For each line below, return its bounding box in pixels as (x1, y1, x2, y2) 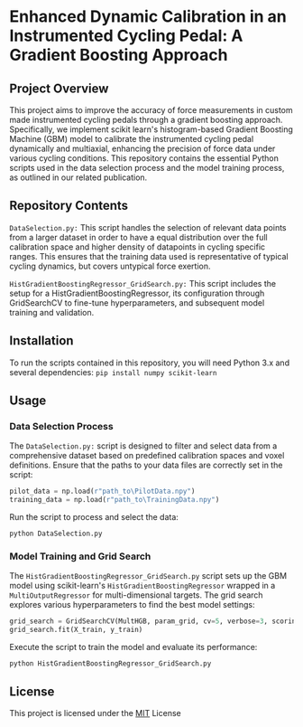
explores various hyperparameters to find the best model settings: (9, 600, 255, 610)
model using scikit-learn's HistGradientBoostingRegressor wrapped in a (9, 581, 276, 591)
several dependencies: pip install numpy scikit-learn (9, 366, 217, 377)
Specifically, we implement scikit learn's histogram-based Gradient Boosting (9, 124, 293, 135)
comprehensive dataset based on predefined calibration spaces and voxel (9, 450, 285, 461)
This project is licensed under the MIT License (9, 707, 182, 718)
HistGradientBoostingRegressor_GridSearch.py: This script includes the (9, 278, 277, 288)
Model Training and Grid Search (9, 550, 151, 562)
